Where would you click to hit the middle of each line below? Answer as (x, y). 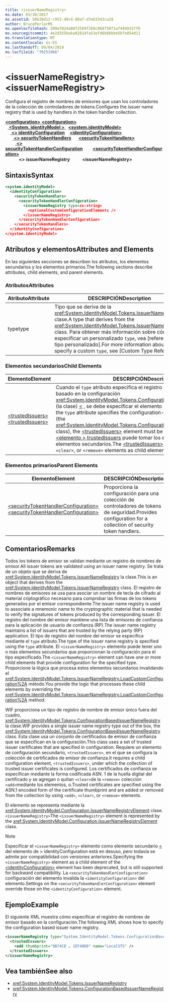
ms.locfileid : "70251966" (32, 52)
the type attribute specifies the (92, 412)
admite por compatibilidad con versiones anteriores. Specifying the (74, 857)
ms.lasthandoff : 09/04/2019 (35, 47)
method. (37, 700)
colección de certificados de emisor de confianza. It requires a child (75, 758)
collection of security (129, 525)
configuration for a (126, 518)
